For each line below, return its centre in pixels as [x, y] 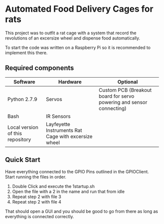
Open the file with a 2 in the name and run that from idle [68, 191]
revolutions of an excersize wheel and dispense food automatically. [73, 38]
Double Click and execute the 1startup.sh [53, 186]
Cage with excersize [69, 136]
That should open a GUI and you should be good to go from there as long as [82, 211]
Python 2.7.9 [22, 99]
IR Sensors [58, 116]
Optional [128, 81]
